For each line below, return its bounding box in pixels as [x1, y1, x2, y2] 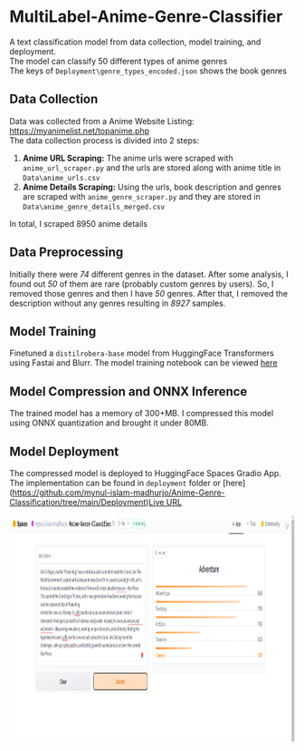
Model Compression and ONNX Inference [9, 384, 248, 399]
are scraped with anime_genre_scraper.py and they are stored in [22, 190, 261, 201]
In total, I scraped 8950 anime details [9, 218, 147, 229]
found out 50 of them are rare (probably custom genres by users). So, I [9, 278, 274, 289]
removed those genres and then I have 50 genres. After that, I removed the [9, 288, 289, 298]
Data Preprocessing [9, 245, 124, 260]
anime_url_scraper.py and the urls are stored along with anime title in [22, 161, 281, 173]
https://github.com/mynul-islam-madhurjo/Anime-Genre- [12, 487, 226, 498]
